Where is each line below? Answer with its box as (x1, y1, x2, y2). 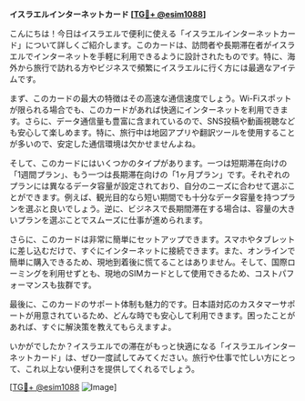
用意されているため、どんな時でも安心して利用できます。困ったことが (33, 310, 296, 321)
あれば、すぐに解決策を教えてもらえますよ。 (9, 322, 177, 332)
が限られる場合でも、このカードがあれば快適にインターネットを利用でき (9, 105, 280, 115)
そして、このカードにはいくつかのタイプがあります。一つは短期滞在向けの (9, 158, 288, 168)
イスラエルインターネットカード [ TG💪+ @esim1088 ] (9, 9, 207, 19)
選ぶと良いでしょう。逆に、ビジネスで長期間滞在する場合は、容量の (25, 204, 280, 214)
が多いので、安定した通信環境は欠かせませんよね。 (9, 138, 201, 149)
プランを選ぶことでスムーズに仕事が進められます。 (16, 215, 208, 226)
